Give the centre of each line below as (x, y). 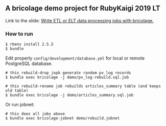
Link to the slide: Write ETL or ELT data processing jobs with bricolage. (80, 20)
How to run (19, 34)
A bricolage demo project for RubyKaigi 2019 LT (83, 8)
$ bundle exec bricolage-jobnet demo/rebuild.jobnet (63, 118)
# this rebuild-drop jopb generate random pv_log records (68, 73)
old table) (17, 91)
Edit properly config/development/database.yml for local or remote (75, 58)
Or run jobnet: (20, 105)
